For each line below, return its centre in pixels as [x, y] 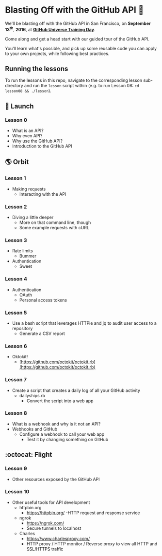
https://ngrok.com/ [45, 523]
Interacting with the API [43, 194]
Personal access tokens [43, 300]
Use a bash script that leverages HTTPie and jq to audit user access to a [84, 323]
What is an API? [28, 130]
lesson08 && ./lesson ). [28, 91]
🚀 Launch [19, 106]
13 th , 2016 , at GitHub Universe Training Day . [50, 29]
